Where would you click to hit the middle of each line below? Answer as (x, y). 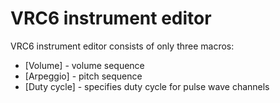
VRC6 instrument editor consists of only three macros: (122, 46)
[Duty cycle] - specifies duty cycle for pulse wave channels (147, 86)
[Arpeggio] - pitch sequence (83, 76)
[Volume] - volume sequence (84, 65)
